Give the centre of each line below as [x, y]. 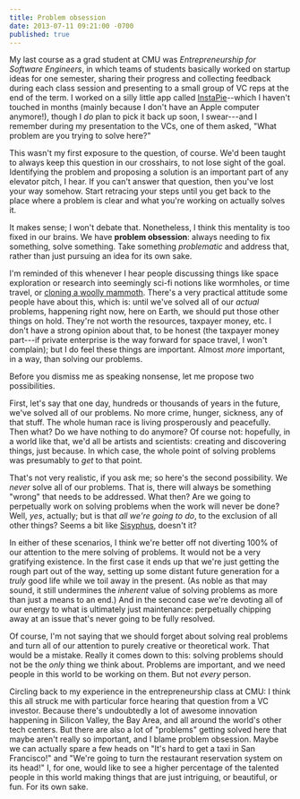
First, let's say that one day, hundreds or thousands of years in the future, [145, 403]
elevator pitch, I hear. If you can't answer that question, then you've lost [141, 182]
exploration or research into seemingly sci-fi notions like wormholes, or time [150, 283]
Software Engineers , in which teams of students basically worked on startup [150, 69]
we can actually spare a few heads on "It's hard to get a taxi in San [132, 749]
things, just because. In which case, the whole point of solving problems [142, 451]
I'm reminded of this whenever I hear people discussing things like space [144, 273]
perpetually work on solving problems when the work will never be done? [145, 506]
